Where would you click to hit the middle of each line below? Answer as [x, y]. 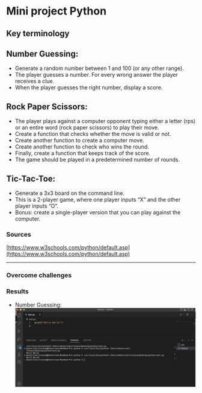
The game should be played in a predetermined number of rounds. [97, 160]
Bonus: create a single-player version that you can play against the [98, 212]
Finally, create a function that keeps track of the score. [83, 153]
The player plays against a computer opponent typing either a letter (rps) [105, 121]
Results [17, 292]
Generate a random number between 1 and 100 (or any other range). [99, 68]
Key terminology [38, 34]
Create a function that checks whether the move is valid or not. [93, 134]
